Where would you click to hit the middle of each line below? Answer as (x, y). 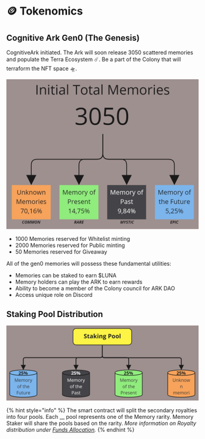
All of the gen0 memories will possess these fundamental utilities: (89, 264)
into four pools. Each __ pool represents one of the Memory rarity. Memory (100, 416)
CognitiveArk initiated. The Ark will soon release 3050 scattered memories (100, 52)
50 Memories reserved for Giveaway (61, 252)
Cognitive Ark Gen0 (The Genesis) (73, 37)
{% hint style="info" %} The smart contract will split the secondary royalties (102, 410)
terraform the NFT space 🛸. (42, 68)
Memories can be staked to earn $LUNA (66, 276)
